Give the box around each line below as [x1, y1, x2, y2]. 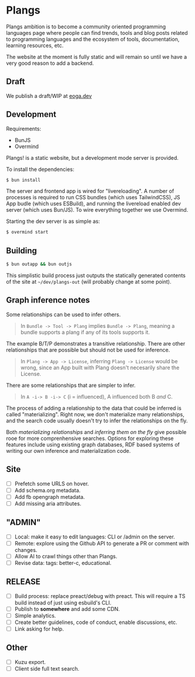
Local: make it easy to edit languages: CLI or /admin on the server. [14, 533, 175, 540]
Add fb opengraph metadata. [14, 493, 85, 500]
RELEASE [6, 577, 41, 587]
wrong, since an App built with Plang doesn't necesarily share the [20, 364, 180, 371]
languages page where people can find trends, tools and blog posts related [6, 29, 188, 36]
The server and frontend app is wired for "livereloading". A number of [6, 188, 174, 195]
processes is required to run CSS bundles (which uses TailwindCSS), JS [6, 194, 180, 201]
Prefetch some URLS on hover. [14, 480, 89, 487]
